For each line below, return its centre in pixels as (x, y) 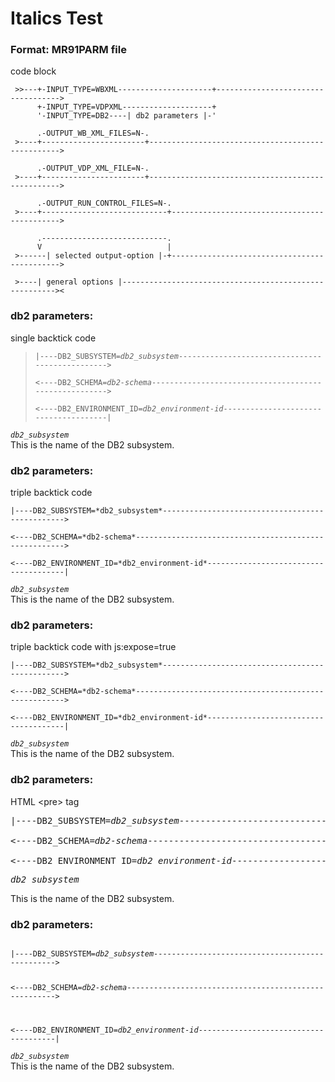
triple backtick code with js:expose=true (93, 647)
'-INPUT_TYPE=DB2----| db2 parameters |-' (126, 116)
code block (33, 71)
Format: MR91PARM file (68, 50)
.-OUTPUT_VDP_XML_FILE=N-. (93, 168)
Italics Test (56, 18)
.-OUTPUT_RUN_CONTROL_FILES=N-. (104, 203)
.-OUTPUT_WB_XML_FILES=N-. (93, 133)
